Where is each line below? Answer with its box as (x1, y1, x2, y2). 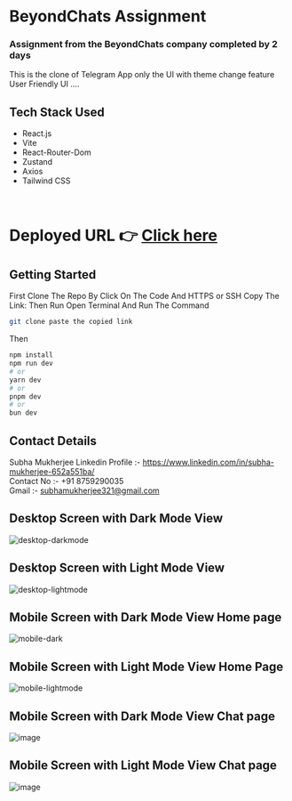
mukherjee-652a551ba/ (9, 465, 95, 477)
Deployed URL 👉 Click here (9, 225, 218, 246)
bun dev (9, 409, 38, 417)
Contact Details (9, 433, 98, 449)
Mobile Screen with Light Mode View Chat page (9, 758, 278, 773)
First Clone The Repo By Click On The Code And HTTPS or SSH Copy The (9, 291, 280, 302)
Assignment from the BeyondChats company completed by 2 (9, 38, 278, 51)
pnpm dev (9, 392, 42, 401)
